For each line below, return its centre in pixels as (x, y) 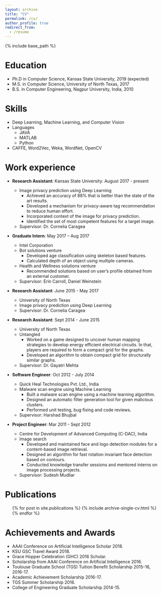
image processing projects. (54, 470)
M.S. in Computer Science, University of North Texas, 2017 (71, 84)
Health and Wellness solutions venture (57, 266)
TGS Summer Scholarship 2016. (44, 582)
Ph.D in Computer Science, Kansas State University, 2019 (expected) (81, 79)
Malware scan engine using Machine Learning (65, 389)
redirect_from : (20, 28)
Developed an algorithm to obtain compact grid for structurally (89, 355)
